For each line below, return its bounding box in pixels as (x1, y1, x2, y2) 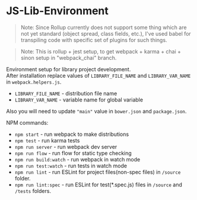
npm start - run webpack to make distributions (14, 131, 129, 138)
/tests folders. (14, 187, 52, 194)
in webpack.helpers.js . (6, 78, 62, 85)
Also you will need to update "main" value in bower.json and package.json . (6, 107, 187, 115)
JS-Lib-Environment (6, 4, 109, 18)
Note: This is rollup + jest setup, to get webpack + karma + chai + (20, 47, 182, 55)
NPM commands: (6, 119, 49, 126)
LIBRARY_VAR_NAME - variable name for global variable (14, 96, 144, 103)
